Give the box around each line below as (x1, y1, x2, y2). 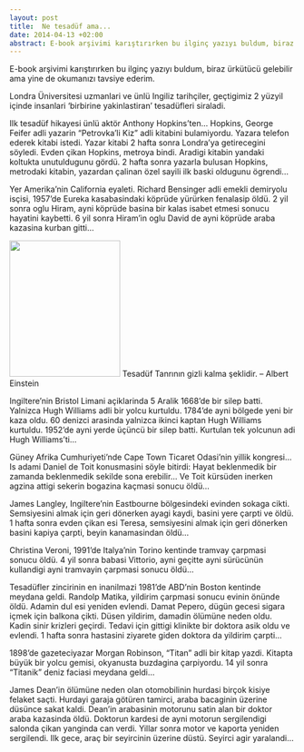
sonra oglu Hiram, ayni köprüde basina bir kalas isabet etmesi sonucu (9, 203, 270, 214)
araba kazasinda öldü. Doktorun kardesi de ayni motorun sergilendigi (9, 714, 267, 725)
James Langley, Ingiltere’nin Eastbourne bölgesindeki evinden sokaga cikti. (9, 499, 290, 510)
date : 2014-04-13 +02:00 (9, 30, 103, 39)
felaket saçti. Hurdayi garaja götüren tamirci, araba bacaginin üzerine (9, 694, 268, 705)
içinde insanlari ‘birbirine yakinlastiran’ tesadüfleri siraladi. (9, 101, 226, 112)
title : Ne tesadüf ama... (9, 22, 112, 31)
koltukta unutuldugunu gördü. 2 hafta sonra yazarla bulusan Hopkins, (9, 156, 269, 168)
